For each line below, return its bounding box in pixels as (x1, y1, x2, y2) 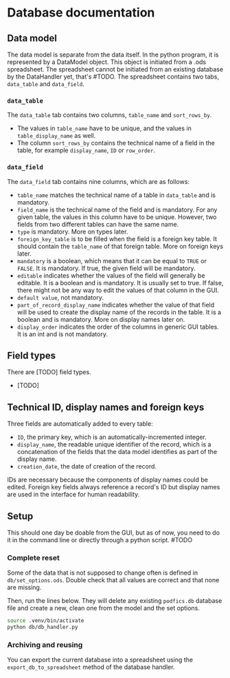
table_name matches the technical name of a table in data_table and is (16, 191, 216, 199)
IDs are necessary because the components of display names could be (7, 475, 208, 484)
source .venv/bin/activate (7, 617, 84, 624)
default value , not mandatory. (16, 293, 104, 301)
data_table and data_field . (7, 80, 84, 88)
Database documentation (7, 5, 155, 21)
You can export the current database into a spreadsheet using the (7, 656, 194, 664)
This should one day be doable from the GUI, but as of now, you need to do (7, 528, 220, 537)
